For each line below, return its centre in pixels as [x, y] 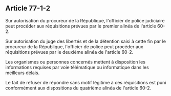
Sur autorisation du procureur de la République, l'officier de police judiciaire [85, 20]
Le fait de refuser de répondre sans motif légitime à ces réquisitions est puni [86, 82]
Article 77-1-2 [28, 8]
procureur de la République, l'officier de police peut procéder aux [74, 46]
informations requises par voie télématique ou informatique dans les [77, 67]
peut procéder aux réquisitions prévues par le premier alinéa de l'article [81, 26]
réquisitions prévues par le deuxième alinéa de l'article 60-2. [69, 52]
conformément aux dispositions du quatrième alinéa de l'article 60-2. [78, 88]
